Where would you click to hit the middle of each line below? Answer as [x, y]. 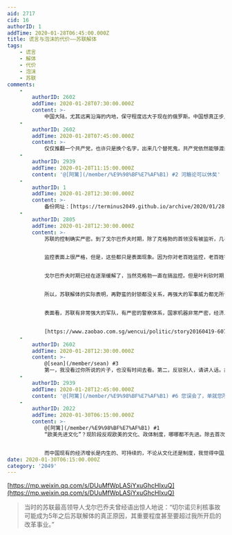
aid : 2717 [21, 13]
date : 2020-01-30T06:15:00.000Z [54, 460]
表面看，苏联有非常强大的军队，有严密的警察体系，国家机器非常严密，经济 [134, 313]
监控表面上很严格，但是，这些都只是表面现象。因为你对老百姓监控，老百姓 [134, 257]
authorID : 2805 [54, 219]
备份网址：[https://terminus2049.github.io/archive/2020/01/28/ [136, 207]
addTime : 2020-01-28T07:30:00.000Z [83, 104]
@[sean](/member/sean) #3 [81, 364]
